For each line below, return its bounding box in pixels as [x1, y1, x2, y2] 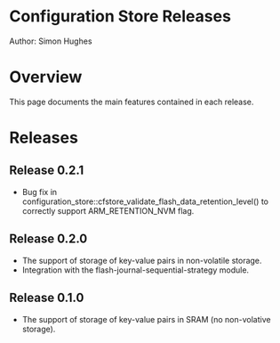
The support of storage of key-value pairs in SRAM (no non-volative [21, 314, 271, 324]
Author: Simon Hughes [9, 36, 92, 46]
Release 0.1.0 [9, 290, 84, 306]
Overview [9, 67, 83, 87]
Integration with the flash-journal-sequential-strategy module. [21, 265, 250, 275]
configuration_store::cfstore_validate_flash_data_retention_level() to [21, 196, 269, 207]
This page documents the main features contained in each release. [9, 96, 254, 107]
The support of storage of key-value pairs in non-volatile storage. [21, 255, 262, 265]
